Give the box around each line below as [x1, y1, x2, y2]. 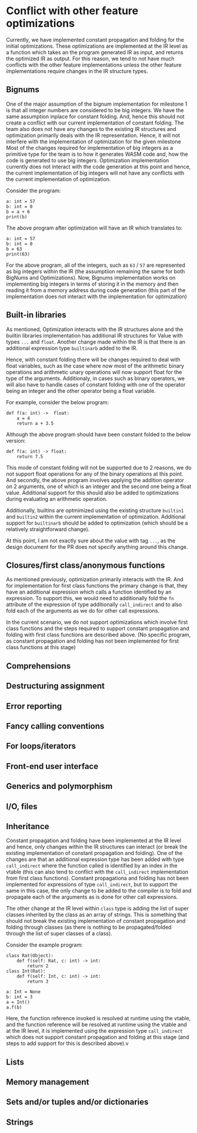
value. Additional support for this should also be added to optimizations [6, 489, 179, 496]
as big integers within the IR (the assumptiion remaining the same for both [6, 267, 185, 275]
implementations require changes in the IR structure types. [6, 67, 148, 74]
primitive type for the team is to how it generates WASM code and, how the [6, 150, 188, 158]
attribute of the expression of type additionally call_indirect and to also [6, 601, 182, 608]
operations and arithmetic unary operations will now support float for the [6, 368, 182, 375]
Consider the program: [6, 187, 61, 194]
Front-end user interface [6, 761, 99, 771]
